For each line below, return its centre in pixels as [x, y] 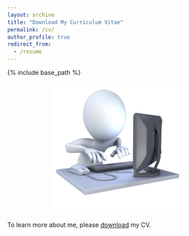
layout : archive [31, 15]
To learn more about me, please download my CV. [79, 225]
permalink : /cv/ [31, 29]
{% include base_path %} [44, 72]
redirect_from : [29, 44]
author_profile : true [39, 37]
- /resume [28, 52]
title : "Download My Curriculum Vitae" [65, 22]
